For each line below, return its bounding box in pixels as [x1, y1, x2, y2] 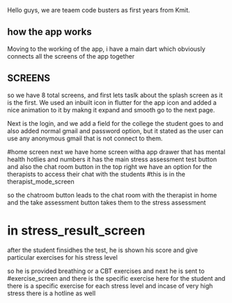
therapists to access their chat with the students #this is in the [7, 170, 186, 178]
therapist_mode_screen [7, 177, 75, 186]
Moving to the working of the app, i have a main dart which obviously [7, 45, 206, 53]
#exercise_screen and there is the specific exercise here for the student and [7, 274, 226, 282]
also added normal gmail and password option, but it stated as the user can [7, 126, 224, 135]
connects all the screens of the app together [7, 52, 135, 60]
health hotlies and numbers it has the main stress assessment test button [7, 155, 217, 163]
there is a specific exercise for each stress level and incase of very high [7, 281, 213, 290]
